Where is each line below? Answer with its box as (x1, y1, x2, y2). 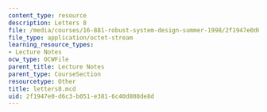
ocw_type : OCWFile (8, 56, 69, 64)
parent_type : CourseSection (8, 70, 102, 78)
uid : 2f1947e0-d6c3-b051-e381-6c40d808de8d (8, 92, 155, 100)
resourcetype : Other (8, 77, 77, 85)
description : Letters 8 (8, 19, 87, 27)
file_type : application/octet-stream (8, 33, 133, 42)
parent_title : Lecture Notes (8, 63, 105, 71)
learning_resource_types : (8, 41, 94, 49)
